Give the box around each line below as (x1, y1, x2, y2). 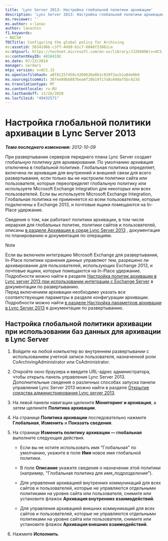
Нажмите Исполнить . (12, 531, 59, 537)
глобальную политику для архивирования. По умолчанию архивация (5, 159, 153, 165)
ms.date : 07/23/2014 (5, 58, 48, 63)
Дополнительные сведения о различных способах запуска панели (12, 379, 156, 385)
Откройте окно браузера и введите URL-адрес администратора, (12, 369, 151, 375)
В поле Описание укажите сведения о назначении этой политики (19, 465, 161, 471)
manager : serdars (5, 63, 41, 68)
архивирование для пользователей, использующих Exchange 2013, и (5, 263, 153, 269)
